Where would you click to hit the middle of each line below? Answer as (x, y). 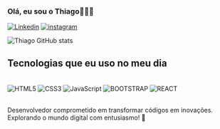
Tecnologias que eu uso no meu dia (87, 63)
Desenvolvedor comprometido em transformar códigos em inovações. (110, 110)
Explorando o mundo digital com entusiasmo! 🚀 (77, 118)
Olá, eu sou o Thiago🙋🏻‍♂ (51, 11)
